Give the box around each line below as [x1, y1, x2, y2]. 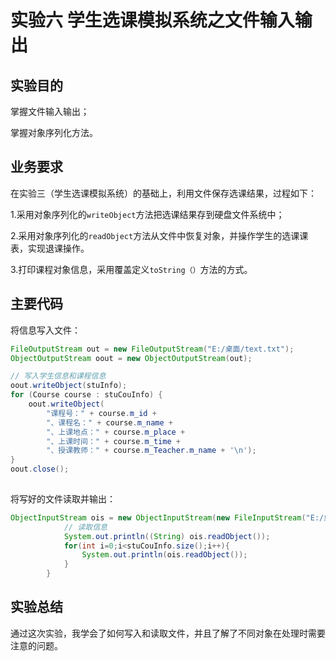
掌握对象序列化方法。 [10, 127, 98, 138]
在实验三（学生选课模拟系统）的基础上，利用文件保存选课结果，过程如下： [10, 187, 317, 199]
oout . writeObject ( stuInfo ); [10, 381, 128, 391]
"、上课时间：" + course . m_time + [46, 436, 181, 446]
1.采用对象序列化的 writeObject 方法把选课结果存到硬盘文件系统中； [10, 208, 285, 220]
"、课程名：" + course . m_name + [46, 417, 173, 428]
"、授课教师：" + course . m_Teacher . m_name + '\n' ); [46, 446, 257, 456]
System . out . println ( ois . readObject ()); [81, 550, 248, 560]
